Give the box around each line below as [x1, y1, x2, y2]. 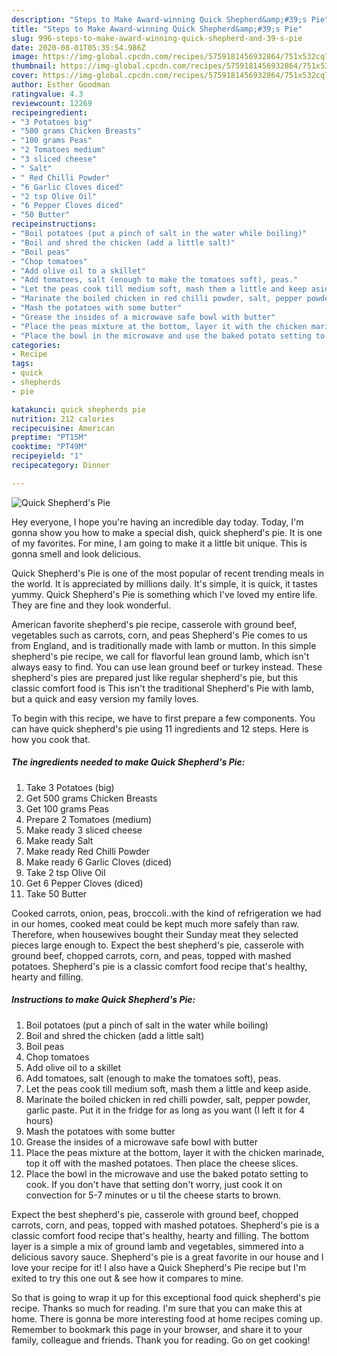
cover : [11, 71, 39, 81]
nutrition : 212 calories [11, 414, 115, 424]
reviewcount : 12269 [11, 98, 93, 108]
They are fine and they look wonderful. [11, 599, 171, 611]
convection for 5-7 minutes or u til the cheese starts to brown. [25, 1189, 281, 1201]
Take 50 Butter [25, 887, 88, 900]
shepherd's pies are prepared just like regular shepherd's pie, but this [11, 671, 298, 683]
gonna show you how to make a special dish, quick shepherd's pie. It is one [11, 526, 323, 538]
